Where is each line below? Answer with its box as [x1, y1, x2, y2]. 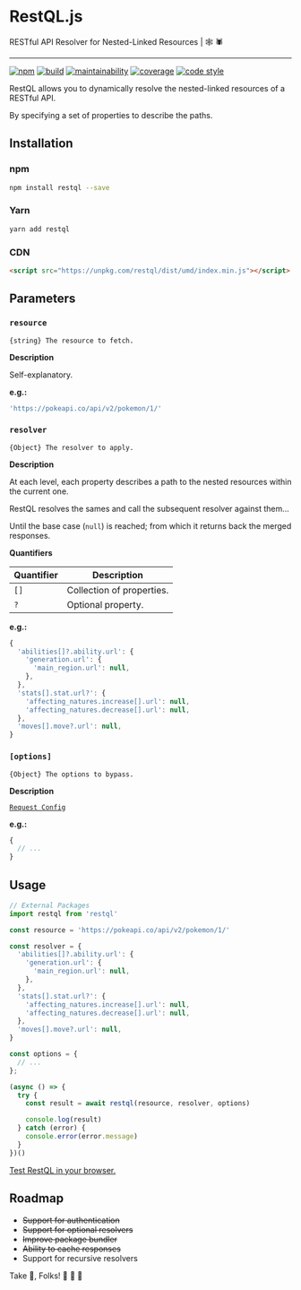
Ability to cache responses [21, 1243, 121, 1254]
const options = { [9, 1050, 78, 1059]
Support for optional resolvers [21, 1224, 133, 1234]
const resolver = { [9, 941, 82, 951]
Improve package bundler [21, 1234, 118, 1244]
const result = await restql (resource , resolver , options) [25, 1099, 251, 1108]
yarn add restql [9, 224, 70, 234]
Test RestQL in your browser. [9, 1164, 116, 1175]
